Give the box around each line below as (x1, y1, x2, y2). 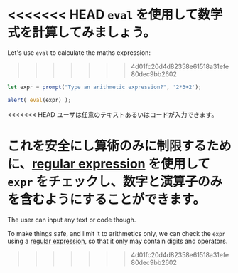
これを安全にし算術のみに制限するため (7, 138, 232, 154)
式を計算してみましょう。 (7, 24, 156, 41)
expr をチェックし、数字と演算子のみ (7, 173, 222, 190)
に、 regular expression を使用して (7, 155, 211, 172)
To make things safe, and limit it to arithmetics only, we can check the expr (7, 229, 226, 237)
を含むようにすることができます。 (7, 191, 206, 207)
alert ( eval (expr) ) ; (7, 96, 72, 103)
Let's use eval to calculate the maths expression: (7, 48, 151, 57)
